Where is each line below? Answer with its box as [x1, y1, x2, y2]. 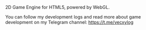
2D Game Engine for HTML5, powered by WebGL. [5, 4, 110, 10]
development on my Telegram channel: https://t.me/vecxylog [5, 19, 134, 25]
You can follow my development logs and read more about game [5, 14, 141, 19]
